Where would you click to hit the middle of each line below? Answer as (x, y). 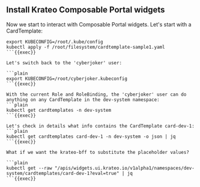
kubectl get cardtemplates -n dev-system (59, 110)
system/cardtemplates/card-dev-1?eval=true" (63, 173)
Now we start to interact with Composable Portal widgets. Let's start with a (99, 24)
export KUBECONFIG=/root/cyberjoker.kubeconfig (67, 78)
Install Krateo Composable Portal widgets (86, 10)
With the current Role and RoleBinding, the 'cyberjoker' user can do (96, 94)
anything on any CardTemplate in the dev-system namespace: (83, 100)
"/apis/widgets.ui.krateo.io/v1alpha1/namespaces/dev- (125, 168)
